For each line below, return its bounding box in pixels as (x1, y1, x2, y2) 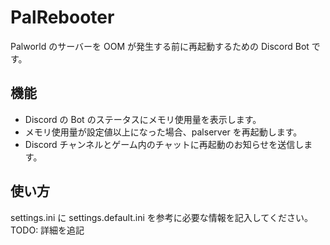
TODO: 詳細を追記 (10, 224, 85, 236)
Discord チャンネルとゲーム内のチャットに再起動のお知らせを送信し (24, 138, 305, 150)
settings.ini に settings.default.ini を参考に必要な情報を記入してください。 (10, 211, 313, 223)
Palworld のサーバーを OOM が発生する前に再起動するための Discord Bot (10, 40, 310, 52)
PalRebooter (10, 6, 115, 29)
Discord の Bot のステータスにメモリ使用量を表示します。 (24, 113, 262, 125)
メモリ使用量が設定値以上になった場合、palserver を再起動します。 (24, 126, 303, 138)
